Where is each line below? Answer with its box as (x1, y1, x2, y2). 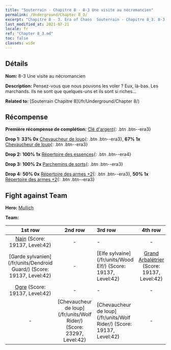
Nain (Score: (15, 235, 45, 242)
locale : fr (5, 26, 28, 32)
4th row (141, 227, 161, 234)
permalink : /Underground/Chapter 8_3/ (5, 12, 88, 17)
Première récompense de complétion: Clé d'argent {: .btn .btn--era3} (5, 126, 151, 132)
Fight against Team (5, 191, 68, 200)
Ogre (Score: (15, 283, 46, 290)
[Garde (9, 253, 26, 260)
